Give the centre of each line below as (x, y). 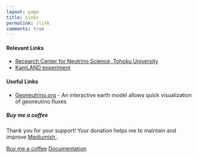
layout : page (23, 12)
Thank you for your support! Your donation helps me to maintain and (91, 130)
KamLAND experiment (43, 68)
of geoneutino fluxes (41, 101)
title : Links (23, 17)
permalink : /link (28, 23)
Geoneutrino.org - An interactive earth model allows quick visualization (103, 95)
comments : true (25, 29)
